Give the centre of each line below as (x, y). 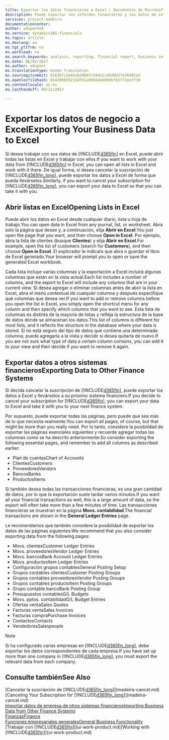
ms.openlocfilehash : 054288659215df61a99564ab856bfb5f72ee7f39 (73, 80)
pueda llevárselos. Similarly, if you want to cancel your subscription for (78, 181)
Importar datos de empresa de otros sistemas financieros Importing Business (84, 705)
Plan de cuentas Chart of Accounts (48, 458)
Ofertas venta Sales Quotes (40, 605)
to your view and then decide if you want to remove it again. (67, 347)
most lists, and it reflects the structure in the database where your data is (81, 325)
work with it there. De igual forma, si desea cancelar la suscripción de (77, 170)
